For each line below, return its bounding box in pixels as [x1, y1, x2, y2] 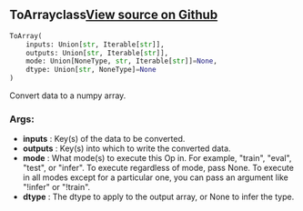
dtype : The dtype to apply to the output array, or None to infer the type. [22, 191, 295, 203]
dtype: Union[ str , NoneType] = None [25, 65, 157, 75]
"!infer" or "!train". [22, 182, 91, 193]
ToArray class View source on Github [9, 7, 218, 23]
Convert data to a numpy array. [9, 90, 126, 101]
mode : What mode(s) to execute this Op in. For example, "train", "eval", [22, 153, 292, 164]
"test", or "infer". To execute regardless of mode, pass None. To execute [22, 163, 294, 174]
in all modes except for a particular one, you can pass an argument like [22, 172, 288, 183]
